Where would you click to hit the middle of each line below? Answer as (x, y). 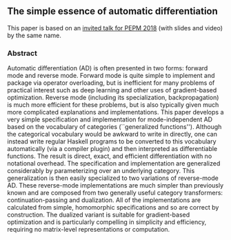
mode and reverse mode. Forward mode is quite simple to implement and (111, 76)
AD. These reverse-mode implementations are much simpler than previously (115, 186)
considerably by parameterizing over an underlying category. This (101, 171)
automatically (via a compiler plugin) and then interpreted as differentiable (112, 149)
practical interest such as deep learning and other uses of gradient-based (112, 90)
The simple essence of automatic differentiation (113, 11)
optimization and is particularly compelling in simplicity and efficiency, (107, 222)
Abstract (22, 53)
